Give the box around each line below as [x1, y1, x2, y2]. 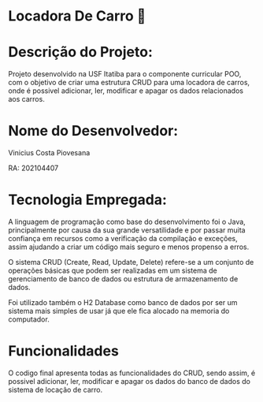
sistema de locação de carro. [8, 385, 103, 394]
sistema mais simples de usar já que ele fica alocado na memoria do [8, 307, 230, 315]
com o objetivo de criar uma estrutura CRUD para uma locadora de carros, [8, 78, 250, 87]
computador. [8, 315, 50, 324]
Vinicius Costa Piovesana [8, 148, 91, 158]
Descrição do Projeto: [8, 43, 154, 61]
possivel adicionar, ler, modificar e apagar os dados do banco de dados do [8, 376, 250, 385]
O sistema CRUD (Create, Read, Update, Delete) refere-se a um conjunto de [8, 258, 254, 266]
